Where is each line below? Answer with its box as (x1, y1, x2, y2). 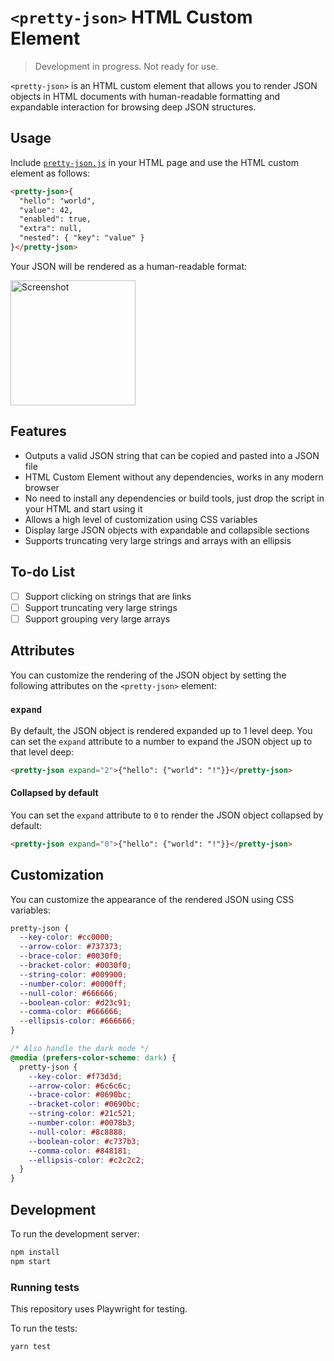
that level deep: (10, 746, 75, 758)
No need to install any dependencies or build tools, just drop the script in (24, 492, 325, 504)
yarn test (10, 1342, 52, 1352)
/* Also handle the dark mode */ (10, 1044, 150, 1054)
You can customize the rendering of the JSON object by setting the (10, 669, 287, 681)
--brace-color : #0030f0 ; (19, 951, 123, 961)
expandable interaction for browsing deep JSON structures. (10, 101, 257, 113)
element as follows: (10, 167, 91, 179)
